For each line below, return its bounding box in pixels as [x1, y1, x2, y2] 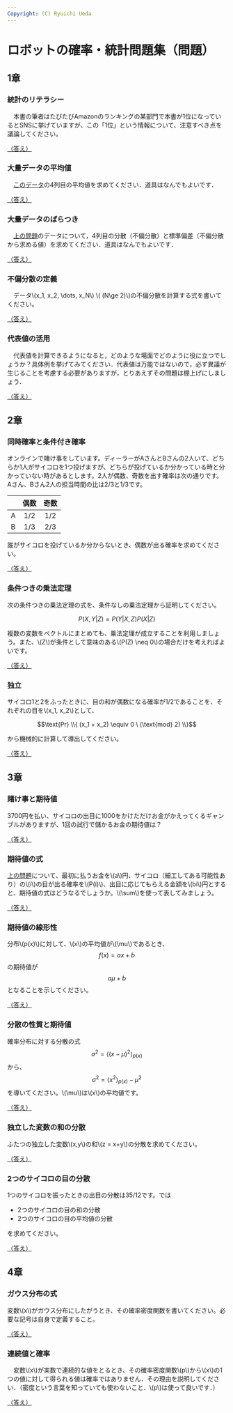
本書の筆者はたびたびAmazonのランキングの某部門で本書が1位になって [13, 112, 216, 121]
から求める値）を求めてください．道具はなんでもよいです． [7, 240, 177, 249]
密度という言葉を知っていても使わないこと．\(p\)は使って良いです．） [22, 1384, 219, 1392]
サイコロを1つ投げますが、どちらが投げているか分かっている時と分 [33, 463, 225, 471]
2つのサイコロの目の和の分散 [17, 1206, 101, 1214]
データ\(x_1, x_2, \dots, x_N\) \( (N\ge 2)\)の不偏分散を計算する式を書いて [13, 291, 222, 300]
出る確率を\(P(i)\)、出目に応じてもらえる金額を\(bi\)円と [54, 879, 214, 888]
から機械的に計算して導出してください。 [7, 734, 123, 743]
